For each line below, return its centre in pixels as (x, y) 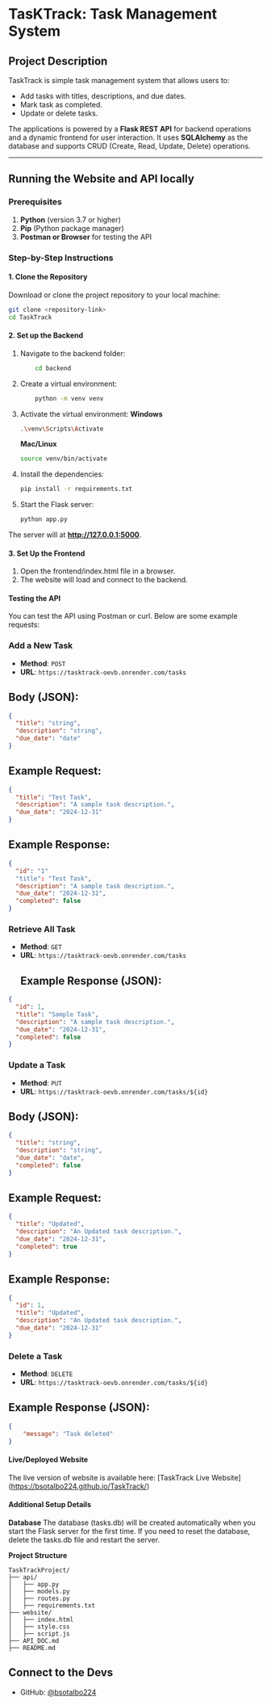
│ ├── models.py (39, 1591)
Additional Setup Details (50, 1505)
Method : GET (41, 947)
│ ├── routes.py (39, 1598)
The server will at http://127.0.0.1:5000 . (75, 535)
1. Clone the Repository (48, 277)
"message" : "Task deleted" (68, 1434)
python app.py (44, 519)
